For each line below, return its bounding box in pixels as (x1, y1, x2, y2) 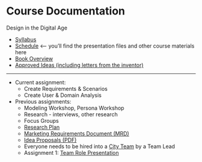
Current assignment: (14, 78, 66, 86)
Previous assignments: (14, 98, 72, 105)
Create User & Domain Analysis (23, 92, 102, 99)
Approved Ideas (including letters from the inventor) (14, 61, 144, 69)
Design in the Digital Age (6, 24, 68, 31)
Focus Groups (23, 117, 59, 124)
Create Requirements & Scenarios (23, 85, 108, 92)
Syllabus (14, 36, 37, 43)
